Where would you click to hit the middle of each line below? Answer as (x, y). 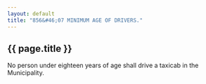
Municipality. (26, 73)
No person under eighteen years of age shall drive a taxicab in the (103, 65)
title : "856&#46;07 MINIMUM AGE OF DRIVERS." (75, 20)
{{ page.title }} (40, 49)
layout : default (31, 14)
